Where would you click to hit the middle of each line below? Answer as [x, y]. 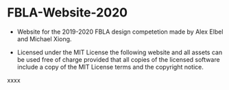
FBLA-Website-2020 [68, 13]
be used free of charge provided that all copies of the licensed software [119, 59]
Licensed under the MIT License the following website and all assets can [120, 52]
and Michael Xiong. [44, 38]
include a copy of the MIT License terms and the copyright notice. [110, 67]
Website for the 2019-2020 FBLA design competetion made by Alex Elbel [120, 32]
